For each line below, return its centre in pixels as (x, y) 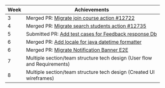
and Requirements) (48, 64)
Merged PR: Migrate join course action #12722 (81, 18)
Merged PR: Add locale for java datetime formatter (84, 42)
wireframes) (40, 78)
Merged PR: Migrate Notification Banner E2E (77, 50)
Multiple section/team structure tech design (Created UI (90, 72)
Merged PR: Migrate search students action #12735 (86, 26)
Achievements (92, 10)
